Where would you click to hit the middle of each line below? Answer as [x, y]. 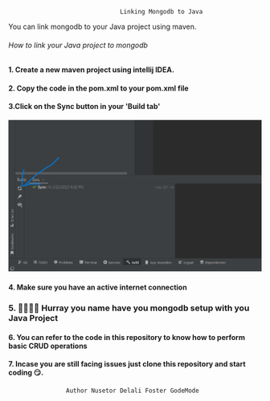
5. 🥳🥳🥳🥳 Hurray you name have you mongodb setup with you [129, 308]
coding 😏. [26, 373]
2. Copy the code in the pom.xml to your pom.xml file [98, 88]
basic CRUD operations [48, 346]
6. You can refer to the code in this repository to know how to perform [127, 337]
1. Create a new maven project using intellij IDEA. [92, 70]
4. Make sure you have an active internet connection [98, 287]
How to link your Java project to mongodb [78, 45]
